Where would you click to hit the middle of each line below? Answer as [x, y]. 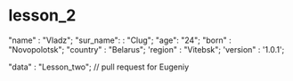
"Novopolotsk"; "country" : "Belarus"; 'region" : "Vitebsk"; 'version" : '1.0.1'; [146, 49]
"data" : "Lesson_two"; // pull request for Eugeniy [99, 67]
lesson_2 [42, 16]
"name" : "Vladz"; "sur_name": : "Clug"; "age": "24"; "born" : [120, 40]
